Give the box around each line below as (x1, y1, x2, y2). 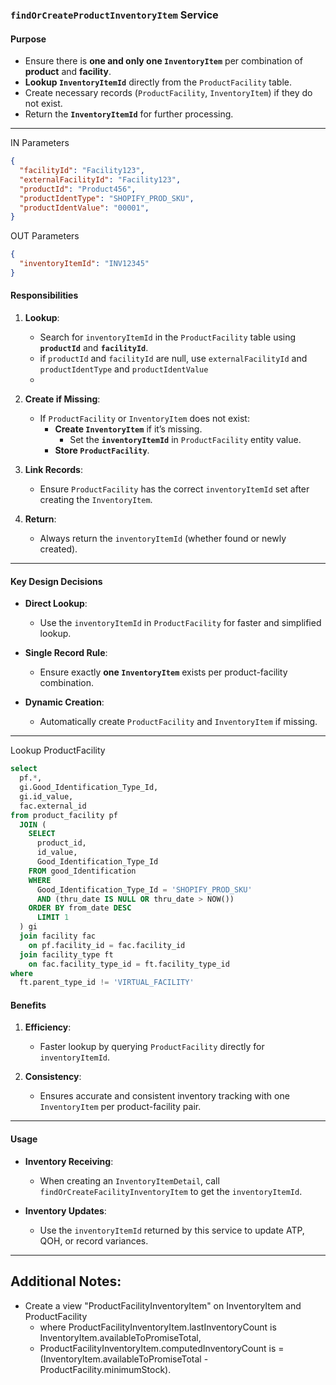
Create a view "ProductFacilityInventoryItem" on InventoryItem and (24, 1299, 302, 1312)
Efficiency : (24, 1021, 72, 1033)
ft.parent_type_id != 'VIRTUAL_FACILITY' (19, 978, 195, 988)
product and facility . (24, 66, 112, 78)
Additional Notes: (10, 1273, 122, 1290)
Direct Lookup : (24, 598, 88, 610)
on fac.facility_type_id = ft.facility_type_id (28, 959, 230, 969)
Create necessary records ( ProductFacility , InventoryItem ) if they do (24, 87, 313, 99)
